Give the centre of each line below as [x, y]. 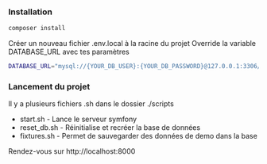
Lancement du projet [49, 86]
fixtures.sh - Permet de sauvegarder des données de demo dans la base [139, 136]
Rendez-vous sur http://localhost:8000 [72, 151]
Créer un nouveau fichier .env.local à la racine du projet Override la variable [132, 44]
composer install [37, 29]
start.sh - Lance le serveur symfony [78, 119]
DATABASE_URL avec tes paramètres [69, 52]
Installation [31, 12]
